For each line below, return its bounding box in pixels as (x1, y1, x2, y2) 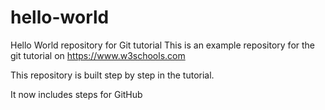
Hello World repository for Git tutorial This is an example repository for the (10, 39, 316, 51)
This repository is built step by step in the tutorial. (10, 69, 215, 81)
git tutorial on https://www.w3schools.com (10, 49, 186, 61)
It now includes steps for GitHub (10, 88, 143, 100)
